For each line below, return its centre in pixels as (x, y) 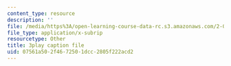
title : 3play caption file (46, 45)
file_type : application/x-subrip (55, 33)
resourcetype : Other (37, 39)
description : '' (30, 20)
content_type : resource (41, 13)
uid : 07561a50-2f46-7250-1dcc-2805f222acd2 (70, 52)
